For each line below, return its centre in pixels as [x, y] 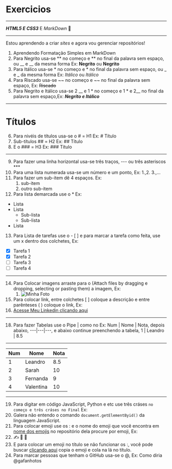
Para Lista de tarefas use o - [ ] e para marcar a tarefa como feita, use [87, 236]
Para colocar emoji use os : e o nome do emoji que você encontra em [86, 426]
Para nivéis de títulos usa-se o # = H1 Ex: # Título [65, 136]
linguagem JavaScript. [37, 420]
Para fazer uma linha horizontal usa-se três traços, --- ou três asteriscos [90, 161]
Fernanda [36, 379]
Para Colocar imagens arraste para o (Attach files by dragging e [80, 283]
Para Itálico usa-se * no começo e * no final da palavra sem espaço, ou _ [90, 69]
